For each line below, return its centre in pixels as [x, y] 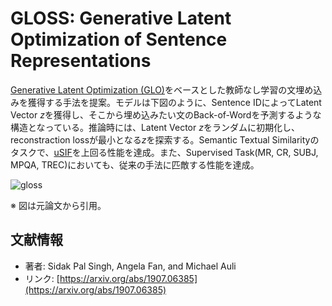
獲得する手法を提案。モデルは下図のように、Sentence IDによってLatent [174, 102]
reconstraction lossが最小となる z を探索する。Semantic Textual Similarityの [165, 139]
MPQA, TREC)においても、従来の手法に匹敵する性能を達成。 [135, 164]
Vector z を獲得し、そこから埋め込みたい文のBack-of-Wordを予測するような [166, 114]
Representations [81, 61]
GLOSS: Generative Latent [121, 18]
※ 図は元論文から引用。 [58, 205]
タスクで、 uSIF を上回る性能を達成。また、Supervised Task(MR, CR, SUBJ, [164, 152]
